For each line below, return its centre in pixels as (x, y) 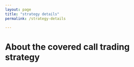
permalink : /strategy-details (36, 18)
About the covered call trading (67, 47)
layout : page (18, 9)
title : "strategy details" (32, 14)
